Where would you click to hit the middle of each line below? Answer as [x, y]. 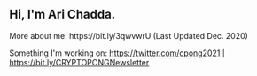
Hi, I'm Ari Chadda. [62, 15]
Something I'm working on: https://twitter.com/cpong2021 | [117, 53]
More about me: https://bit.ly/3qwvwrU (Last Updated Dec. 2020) [128, 35]
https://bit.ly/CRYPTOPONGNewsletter [79, 62]
